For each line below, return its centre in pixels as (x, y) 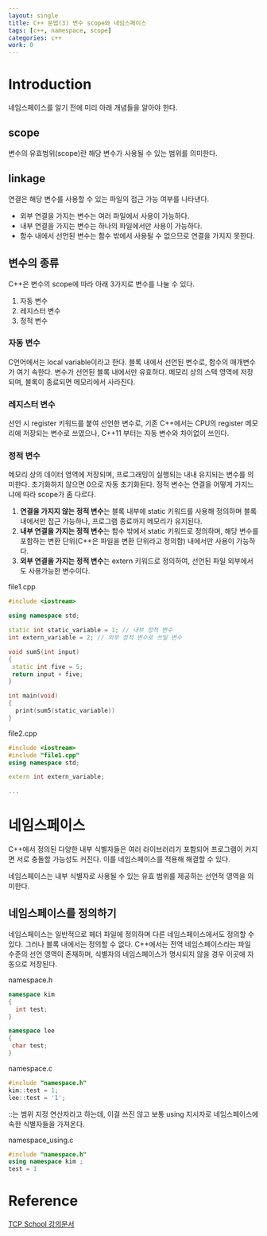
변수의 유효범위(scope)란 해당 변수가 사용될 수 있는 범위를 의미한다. (113, 153)
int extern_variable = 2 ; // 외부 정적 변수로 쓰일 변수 (95, 638)
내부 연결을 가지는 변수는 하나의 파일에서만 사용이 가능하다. (111, 225)
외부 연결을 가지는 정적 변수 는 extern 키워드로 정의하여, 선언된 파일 (123, 561)
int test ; (31, 1009)
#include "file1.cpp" (44, 755)
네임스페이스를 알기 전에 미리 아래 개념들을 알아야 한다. (93, 107)
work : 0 (21, 45)
